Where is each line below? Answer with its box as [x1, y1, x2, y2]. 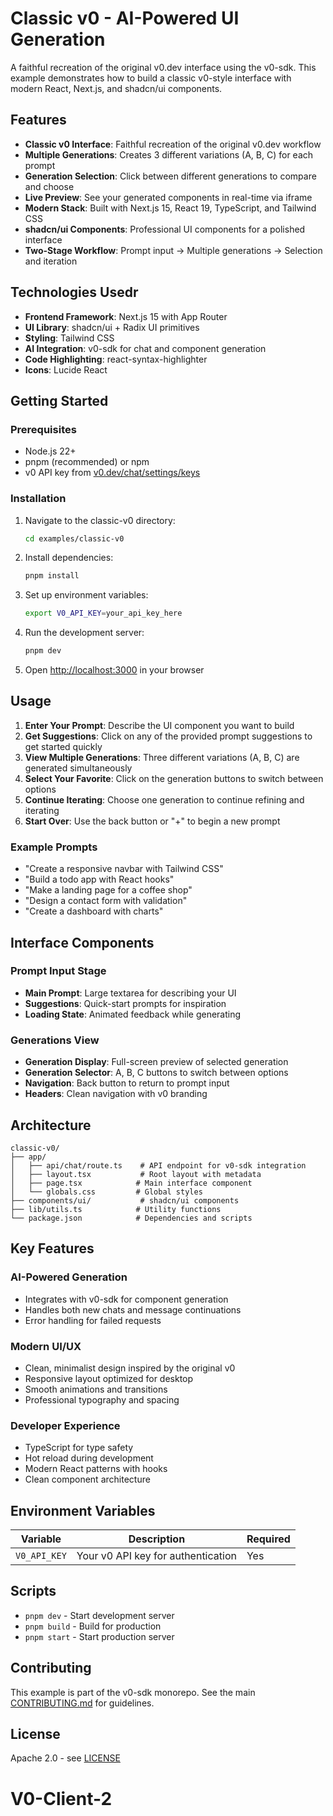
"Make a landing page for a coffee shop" [24, 884, 193, 896]
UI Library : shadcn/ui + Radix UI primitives [24, 321, 200, 333]
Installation [10, 492, 67, 506]
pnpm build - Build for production [24, 1620, 162, 1632]
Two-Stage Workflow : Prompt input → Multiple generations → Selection [24, 244, 323, 256]
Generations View [10, 1033, 100, 1047]
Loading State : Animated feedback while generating [24, 1008, 242, 1020]
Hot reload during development [24, 1452, 154, 1464]
